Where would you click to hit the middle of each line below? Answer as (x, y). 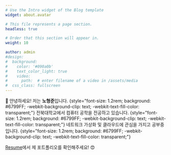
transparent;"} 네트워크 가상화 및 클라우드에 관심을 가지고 (93, 124)
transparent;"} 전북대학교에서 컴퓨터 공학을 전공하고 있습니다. (67, 113)
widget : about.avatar (28, 15)
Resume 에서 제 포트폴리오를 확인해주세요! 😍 (50, 147)
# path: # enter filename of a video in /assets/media (72, 81)
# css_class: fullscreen (33, 86)
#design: (15, 57)
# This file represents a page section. (49, 24)
